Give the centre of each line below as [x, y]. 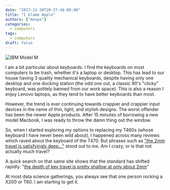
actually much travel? [27, 151]
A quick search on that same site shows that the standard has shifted [77, 161]
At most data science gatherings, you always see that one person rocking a [84, 176]
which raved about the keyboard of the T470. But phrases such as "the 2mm [85, 140]
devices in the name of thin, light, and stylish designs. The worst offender [82, 109]
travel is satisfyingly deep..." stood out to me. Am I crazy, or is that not [79, 146]
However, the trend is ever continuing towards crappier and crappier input [82, 104]
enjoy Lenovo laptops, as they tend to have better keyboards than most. [80, 94]
